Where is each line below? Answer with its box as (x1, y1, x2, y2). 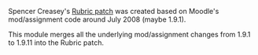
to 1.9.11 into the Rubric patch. (8, 38, 105, 47)
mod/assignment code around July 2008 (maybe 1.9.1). (8, 15, 186, 24)
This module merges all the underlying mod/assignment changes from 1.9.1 (8, 30, 251, 39)
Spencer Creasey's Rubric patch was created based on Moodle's (8, 7, 219, 15)
